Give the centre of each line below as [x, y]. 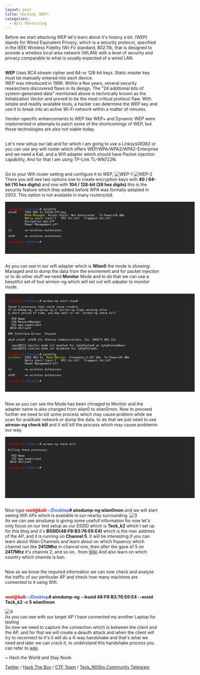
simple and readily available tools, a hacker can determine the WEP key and [81, 104]
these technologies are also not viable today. [50, 129]
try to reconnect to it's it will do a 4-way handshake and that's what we [77, 638]
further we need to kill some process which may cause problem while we [79, 414]
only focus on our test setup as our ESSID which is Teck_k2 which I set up [80, 526]
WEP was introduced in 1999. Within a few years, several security [71, 83]
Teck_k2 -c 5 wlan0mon [30, 602]
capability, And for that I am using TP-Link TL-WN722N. [61, 159]
